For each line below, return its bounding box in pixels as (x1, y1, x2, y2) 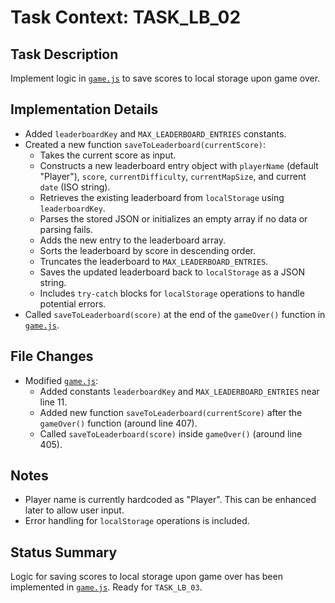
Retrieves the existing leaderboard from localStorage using (39, 191, 285, 203)
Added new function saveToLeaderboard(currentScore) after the (39, 406, 303, 418)
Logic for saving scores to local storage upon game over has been (10, 571, 283, 583)
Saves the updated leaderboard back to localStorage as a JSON (39, 266, 305, 278)
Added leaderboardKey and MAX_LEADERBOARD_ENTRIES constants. (24, 127, 287, 140)
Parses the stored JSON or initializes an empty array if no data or (39, 212, 308, 225)
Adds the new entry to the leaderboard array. (39, 234, 227, 246)
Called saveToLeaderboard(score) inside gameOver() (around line (39, 427, 303, 440)
